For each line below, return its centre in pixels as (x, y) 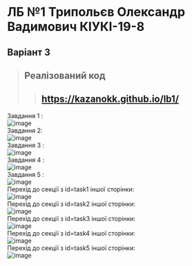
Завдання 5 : (26, 174)
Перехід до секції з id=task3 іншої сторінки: (71, 218)
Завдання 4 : (26, 160)
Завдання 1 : (25, 115)
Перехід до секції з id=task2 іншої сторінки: (71, 204)
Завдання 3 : (26, 145)
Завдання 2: (25, 130)
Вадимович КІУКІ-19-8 (76, 27)
